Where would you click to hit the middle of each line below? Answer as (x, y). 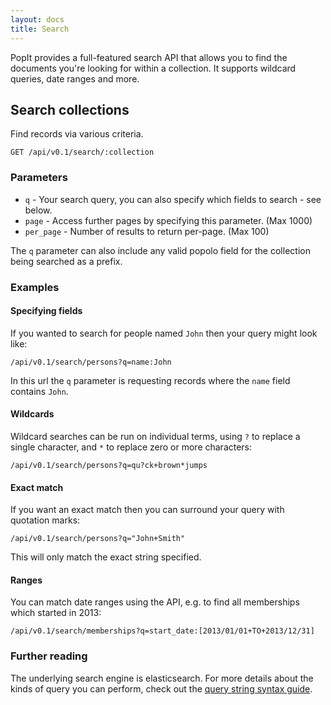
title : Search (40, 29)
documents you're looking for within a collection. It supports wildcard (153, 68)
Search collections (70, 109)
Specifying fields (46, 311)
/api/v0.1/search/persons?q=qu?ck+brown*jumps (109, 465)
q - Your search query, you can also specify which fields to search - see (173, 199)
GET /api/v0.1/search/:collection (82, 152)
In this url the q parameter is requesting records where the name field (150, 380)
